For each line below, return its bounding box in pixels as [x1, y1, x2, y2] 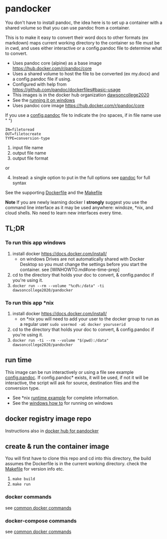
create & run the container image [5, 442, 110, 451]
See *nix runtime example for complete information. [12, 395, 119, 401]
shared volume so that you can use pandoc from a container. [5, 24, 131, 30]
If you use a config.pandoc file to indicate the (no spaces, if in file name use [5, 112, 161, 118]
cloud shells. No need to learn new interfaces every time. [5, 210, 123, 216]
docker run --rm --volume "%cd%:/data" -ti [12, 283, 105, 288]
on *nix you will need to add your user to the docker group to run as [19, 315, 160, 322]
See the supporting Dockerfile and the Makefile [5, 189, 103, 195]
